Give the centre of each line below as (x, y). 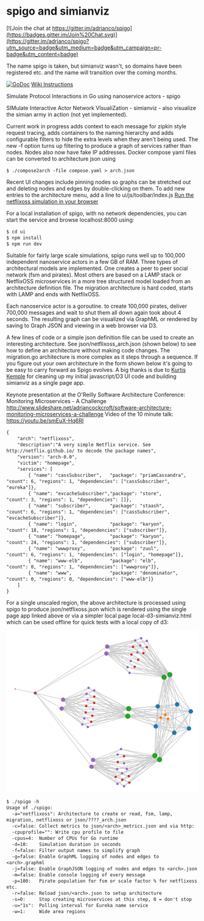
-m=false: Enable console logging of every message (79, 875)
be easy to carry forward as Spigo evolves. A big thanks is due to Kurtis (96, 369)
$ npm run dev (24, 244)
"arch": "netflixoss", (46, 439)
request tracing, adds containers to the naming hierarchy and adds (90, 133)
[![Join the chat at (29, 28)
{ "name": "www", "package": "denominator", (103, 573)
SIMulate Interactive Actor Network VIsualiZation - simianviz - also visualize (101, 107)
